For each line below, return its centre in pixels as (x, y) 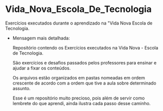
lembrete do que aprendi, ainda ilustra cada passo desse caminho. (81, 103)
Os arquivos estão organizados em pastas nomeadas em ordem (78, 77)
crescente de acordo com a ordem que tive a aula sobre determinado (84, 83)
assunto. (21, 88)
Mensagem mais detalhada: (41, 38)
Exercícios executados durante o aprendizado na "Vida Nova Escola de (79, 23)
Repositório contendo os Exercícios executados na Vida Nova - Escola (85, 47)
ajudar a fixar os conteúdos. (42, 68)
